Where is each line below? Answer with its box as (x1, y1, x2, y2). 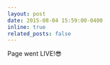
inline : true (7, 23, 46, 30)
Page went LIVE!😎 (7, 49, 62, 58)
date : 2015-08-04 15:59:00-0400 (7, 17, 103, 24)
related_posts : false (7, 30, 72, 37)
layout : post (7, 10, 46, 18)
